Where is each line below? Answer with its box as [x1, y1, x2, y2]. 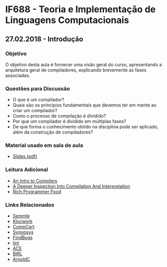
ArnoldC [12, 256, 30, 262]
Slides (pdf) [12, 153, 38, 159]
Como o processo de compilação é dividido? [12, 113, 106, 119]
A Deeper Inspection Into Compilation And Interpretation [12, 183, 130, 189]
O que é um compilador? [12, 97, 64, 103]
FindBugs [12, 234, 33, 241]
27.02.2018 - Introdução [5, 35, 84, 43]
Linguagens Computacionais [5, 14, 129, 26]
